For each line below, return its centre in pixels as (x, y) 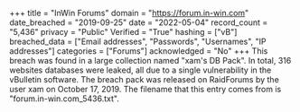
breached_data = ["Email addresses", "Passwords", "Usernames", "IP (138, 41)
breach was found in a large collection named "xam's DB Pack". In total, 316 (150, 60)
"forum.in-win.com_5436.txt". (64, 99)
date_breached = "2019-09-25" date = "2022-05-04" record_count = (139, 22)
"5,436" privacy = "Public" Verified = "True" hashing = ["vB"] (123, 32)
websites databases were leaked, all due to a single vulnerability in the (141, 70)
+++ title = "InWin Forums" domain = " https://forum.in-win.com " (129, 13)
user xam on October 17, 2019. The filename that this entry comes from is (145, 89)
